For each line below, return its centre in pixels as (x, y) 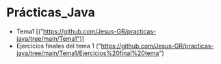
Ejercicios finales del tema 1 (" (58, 46)
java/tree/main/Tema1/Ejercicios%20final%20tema (88, 53)
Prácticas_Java (51, 13)
